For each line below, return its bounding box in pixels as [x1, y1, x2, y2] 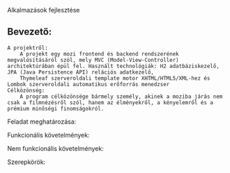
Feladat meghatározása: [7, 117, 77, 126]
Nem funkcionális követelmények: [7, 144, 105, 152]
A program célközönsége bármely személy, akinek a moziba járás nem [20, 93, 223, 100]
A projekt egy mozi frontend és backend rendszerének [20, 50, 179, 58]
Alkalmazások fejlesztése [7, 6, 80, 14]
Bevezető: [7, 26, 52, 38]
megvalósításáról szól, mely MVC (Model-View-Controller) [7, 56, 179, 63]
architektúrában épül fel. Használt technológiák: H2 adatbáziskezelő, [7, 63, 220, 69]
